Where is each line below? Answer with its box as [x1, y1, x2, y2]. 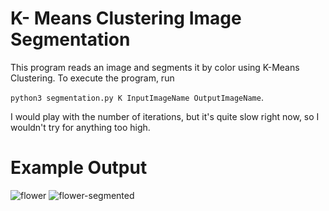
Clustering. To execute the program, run [10, 72, 175, 84]
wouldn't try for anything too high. [10, 121, 151, 133]
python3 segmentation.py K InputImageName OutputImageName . [10, 91, 264, 103]
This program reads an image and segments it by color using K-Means [10, 61, 300, 73]
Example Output [10, 157, 148, 179]
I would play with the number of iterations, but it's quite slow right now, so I [10, 110, 320, 122]
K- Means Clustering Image [10, 7, 242, 30]
